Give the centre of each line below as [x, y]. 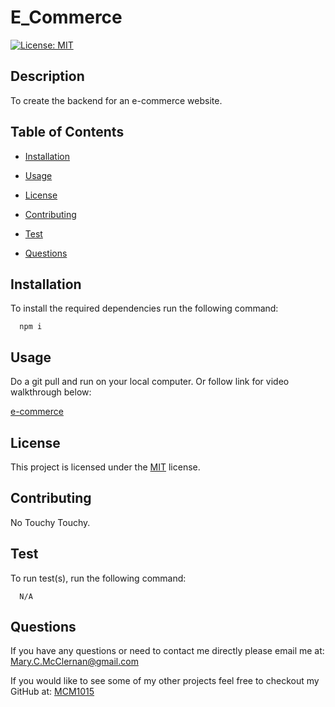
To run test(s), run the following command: [98, 578]
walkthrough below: [51, 392]
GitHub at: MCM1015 [52, 692]
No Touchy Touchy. [50, 522]
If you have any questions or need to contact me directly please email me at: [167, 651]
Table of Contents [67, 132]
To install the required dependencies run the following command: [144, 308]
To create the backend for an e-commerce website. [116, 100]
